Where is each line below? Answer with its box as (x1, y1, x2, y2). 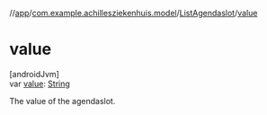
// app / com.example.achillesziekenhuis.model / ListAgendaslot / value (9, 8, 258, 18)
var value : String (9, 78, 70, 89)
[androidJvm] (9, 68, 60, 79)
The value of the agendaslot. (9, 95, 116, 106)
